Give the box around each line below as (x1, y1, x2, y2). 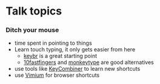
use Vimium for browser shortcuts (14, 71, 100, 79)
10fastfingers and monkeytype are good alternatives (23, 59, 154, 66)
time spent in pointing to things (14, 39, 92, 47)
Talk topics (5, 4, 62, 18)
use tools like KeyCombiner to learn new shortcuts (14, 65, 141, 73)
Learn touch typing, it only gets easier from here (14, 46, 136, 53)
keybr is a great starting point (23, 53, 98, 60)
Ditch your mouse (5, 26, 59, 34)
